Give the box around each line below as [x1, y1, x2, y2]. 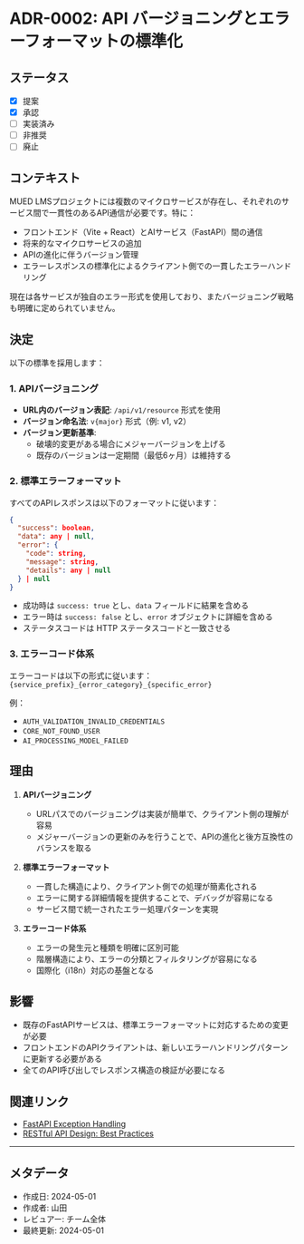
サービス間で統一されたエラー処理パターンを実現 [35, 903, 219, 914]
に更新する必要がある [22, 1054, 102, 1064]
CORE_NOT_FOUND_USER [22, 726, 100, 735]
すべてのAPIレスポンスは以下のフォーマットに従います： [9, 497, 220, 508]
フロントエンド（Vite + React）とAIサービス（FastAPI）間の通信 [22, 227, 263, 238]
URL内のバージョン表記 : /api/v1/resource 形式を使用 [22, 404, 222, 415]
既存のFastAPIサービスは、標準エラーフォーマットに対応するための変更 [22, 1019, 290, 1030]
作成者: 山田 [22, 1202, 68, 1213]
